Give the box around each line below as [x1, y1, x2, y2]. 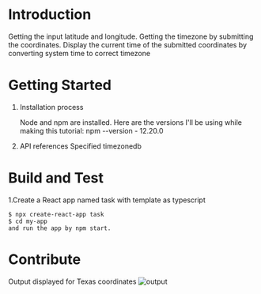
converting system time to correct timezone [8, 48, 151, 58]
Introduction [8, 6, 92, 24]
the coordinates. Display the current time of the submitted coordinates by [8, 40, 248, 49]
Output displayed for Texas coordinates [8, 277, 137, 286]
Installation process [19, 102, 84, 111]
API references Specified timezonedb [19, 141, 142, 151]
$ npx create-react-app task [8, 210, 104, 218]
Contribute [8, 251, 81, 268]
